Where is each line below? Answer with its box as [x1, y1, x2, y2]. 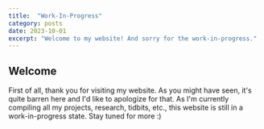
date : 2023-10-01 [8, 27, 67, 35]
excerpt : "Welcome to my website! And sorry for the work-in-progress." [8, 34, 258, 43]
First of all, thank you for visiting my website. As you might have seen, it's [8, 85, 252, 95]
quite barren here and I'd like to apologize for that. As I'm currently [8, 94, 229, 104]
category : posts [8, 19, 63, 27]
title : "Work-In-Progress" [8, 11, 103, 20]
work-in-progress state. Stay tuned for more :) [8, 111, 162, 121]
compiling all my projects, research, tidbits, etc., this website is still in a [8, 102, 244, 113]
